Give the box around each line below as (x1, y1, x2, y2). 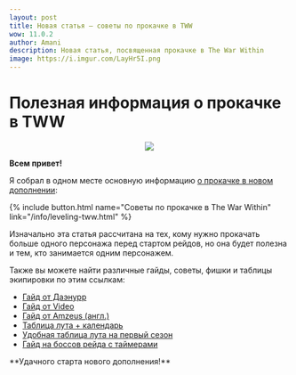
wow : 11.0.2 (9, 29, 53, 38)
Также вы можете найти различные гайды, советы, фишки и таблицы (9, 265, 273, 275)
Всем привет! (9, 158, 62, 168)
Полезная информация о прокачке (9, 93, 282, 113)
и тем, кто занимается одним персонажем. (9, 247, 174, 258)
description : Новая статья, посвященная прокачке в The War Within (9, 46, 265, 55)
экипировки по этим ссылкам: (9, 273, 125, 285)
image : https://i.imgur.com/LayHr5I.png (9, 54, 162, 63)
